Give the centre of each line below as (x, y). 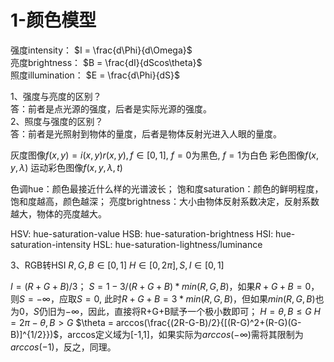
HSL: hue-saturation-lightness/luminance (178, 244)
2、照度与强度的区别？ (57, 121)
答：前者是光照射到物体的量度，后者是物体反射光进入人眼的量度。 (146, 133)
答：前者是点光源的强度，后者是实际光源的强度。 (111, 108)
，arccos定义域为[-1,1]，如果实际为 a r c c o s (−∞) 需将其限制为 (181, 334)
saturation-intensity (51, 244)
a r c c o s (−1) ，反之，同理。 (63, 347)
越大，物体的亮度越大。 (58, 213)
